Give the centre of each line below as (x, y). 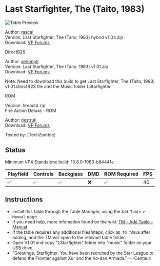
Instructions (24, 200)
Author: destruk (21, 120)
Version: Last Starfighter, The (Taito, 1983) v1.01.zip (57, 66)
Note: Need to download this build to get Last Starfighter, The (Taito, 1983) (80, 81)
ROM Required (121, 174)
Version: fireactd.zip (25, 105)
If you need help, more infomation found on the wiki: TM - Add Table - (82, 222)
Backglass (70, 174)
